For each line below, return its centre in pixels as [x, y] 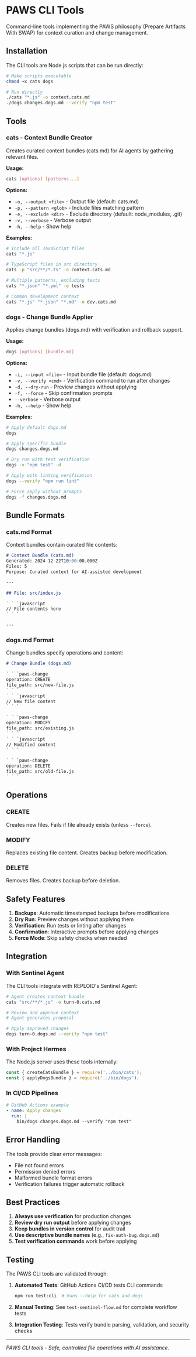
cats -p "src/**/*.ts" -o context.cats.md [58, 270]
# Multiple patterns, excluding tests [53, 281]
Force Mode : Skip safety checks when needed [71, 938]
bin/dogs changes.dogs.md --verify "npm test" [74, 1121]
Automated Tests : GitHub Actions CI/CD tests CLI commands [89, 1285]
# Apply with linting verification [49, 476]
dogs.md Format [30, 640]
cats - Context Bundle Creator [49, 138]
